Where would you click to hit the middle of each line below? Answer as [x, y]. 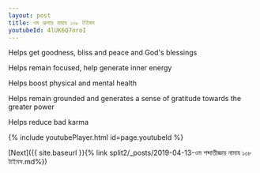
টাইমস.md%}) [28, 162]
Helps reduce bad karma [49, 122]
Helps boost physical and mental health [72, 83]
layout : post [30, 15]
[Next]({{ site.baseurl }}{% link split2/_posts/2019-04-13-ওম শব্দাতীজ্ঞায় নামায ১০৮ [130, 153]
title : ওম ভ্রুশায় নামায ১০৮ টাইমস [51, 23]
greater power [31, 107]
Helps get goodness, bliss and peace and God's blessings [103, 53]
